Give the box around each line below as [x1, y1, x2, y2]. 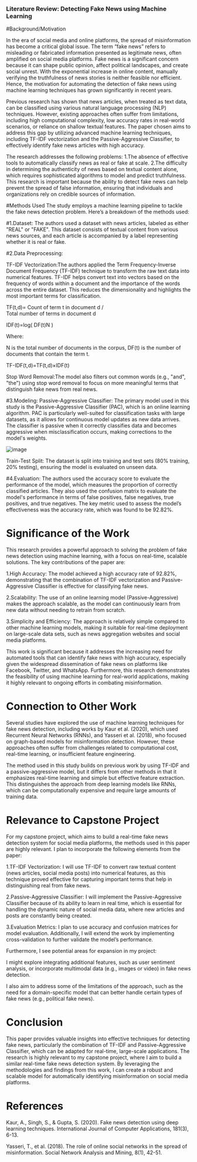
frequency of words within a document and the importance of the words [6, 280, 181, 287]
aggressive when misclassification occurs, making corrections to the [6, 428, 172, 436]
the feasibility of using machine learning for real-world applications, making [6, 673, 189, 680]
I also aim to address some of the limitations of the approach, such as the [6, 983, 184, 990]
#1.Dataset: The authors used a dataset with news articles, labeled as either [6, 220, 189, 227]
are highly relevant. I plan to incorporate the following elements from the [6, 846, 181, 853]
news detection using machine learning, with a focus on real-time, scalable [6, 552, 188, 560]
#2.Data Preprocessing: [6, 250, 63, 257]
